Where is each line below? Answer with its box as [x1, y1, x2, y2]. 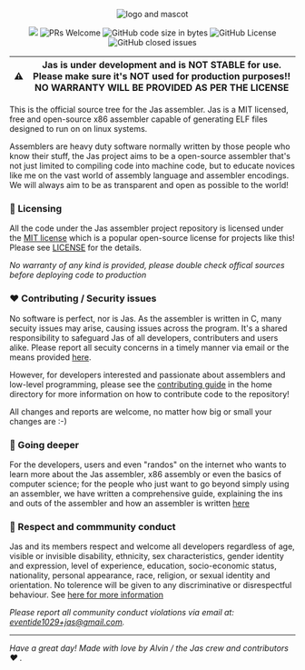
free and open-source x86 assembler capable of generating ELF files [9, 114, 268, 125]
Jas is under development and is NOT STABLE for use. [42, 59, 281, 71]
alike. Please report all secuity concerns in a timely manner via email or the [9, 342, 290, 353]
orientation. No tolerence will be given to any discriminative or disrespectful [9, 580, 292, 591]
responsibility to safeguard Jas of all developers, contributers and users [9, 332, 279, 343]
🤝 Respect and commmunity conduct [9, 520, 176, 533]
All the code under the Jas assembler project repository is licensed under [9, 223, 284, 234]
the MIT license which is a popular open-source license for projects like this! [9, 233, 295, 244]
